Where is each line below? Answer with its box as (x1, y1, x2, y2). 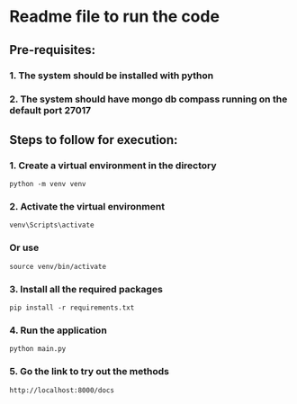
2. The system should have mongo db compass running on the (9, 93, 288, 105)
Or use (9, 241, 40, 254)
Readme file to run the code (9, 6, 220, 27)
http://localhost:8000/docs (9, 385, 115, 395)
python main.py (9, 345, 67, 354)
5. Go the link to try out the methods (9, 365, 169, 378)
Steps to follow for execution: (9, 132, 178, 148)
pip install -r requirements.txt (9, 303, 135, 312)
